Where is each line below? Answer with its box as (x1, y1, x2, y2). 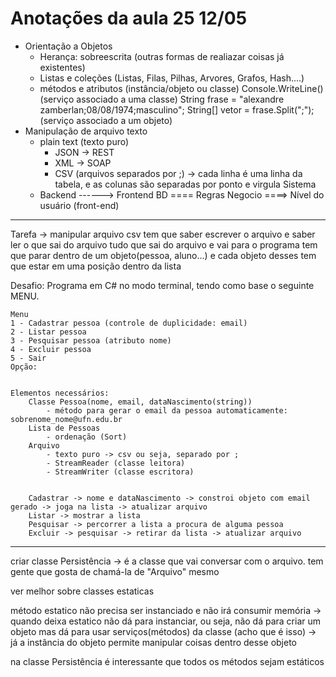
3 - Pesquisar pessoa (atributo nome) (10, 335, 172, 346)
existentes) (39, 61, 86, 73)
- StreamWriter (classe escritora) (46, 467, 195, 477)
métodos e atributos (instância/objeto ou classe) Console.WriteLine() (39, 82, 324, 94)
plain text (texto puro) (39, 135, 130, 147)
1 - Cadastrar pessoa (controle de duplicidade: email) (10, 318, 248, 328)
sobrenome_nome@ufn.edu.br (10, 414, 123, 424)
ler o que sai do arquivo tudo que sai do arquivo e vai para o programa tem (10, 238, 318, 251)
